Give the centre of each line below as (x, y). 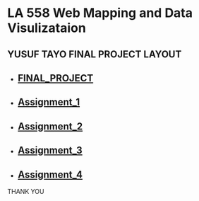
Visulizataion (47, 28)
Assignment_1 (49, 102)
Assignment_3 (50, 150)
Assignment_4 (50, 174)
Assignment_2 (50, 126)
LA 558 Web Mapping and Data (100, 13)
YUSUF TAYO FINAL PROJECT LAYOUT (95, 54)
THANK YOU (26, 191)
